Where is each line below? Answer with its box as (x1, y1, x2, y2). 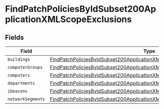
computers (7, 72, 30, 78)
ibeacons (7, 88, 28, 94)
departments (7, 81, 36, 86)
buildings (7, 57, 30, 62)
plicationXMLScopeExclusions (5, 14, 132, 25)
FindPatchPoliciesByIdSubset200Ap (5, 3, 156, 15)
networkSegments (7, 96, 45, 102)
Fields (5, 33, 24, 42)
